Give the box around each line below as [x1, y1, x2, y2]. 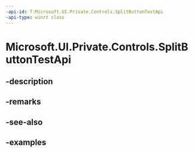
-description [5, 76, 53, 87]
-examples [5, 137, 47, 148]
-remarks [5, 97, 41, 107]
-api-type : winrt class [5, 14, 65, 20]
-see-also [5, 117, 43, 127]
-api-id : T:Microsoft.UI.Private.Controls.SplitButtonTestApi [5, 8, 164, 15]
